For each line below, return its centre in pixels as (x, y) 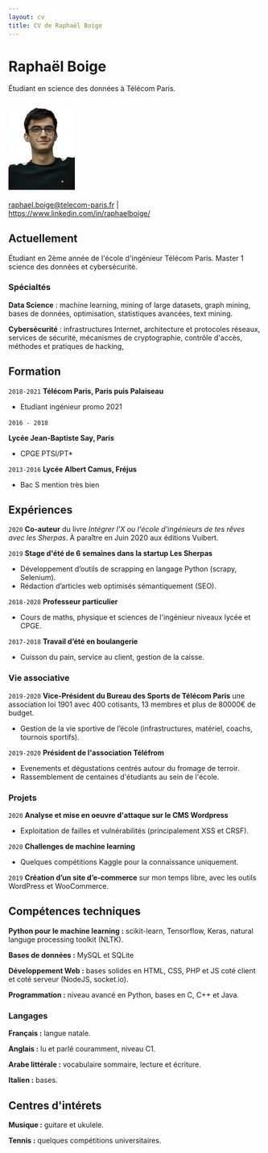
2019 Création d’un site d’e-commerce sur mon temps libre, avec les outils (132, 877)
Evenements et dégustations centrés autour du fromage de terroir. (130, 768)
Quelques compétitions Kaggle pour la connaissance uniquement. (129, 862)
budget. (21, 712)
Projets (23, 798)
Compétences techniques (74, 912)
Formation (35, 372)
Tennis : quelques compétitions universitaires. (85, 1140)
